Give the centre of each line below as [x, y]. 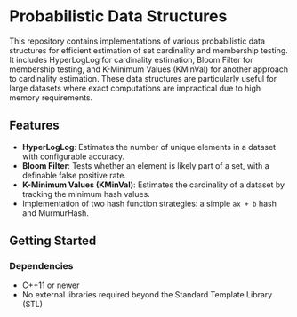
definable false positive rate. [74, 175]
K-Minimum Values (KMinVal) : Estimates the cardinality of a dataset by [153, 185]
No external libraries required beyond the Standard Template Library [147, 295]
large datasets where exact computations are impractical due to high [135, 88]
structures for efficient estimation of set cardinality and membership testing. [149, 50]
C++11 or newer [51, 285]
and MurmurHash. [55, 213]
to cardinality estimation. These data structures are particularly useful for [143, 78]
